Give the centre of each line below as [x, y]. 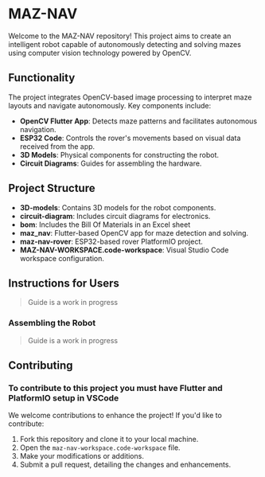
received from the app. [57, 146]
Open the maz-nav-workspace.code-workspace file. [100, 448]
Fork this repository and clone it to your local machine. [109, 440]
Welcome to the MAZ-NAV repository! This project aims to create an [120, 36]
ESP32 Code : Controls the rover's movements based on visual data [130, 138]
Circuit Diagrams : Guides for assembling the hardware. [111, 163]
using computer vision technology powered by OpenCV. [100, 53]
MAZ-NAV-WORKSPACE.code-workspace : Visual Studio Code [124, 250]
